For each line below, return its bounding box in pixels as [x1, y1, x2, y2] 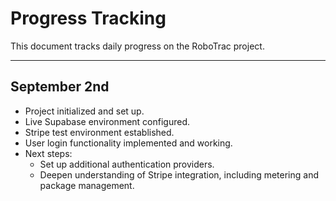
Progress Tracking [10, 7, 167, 30]
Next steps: [24, 147, 73, 159]
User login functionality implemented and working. [24, 137, 233, 149]
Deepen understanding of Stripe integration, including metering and [39, 168, 320, 181]
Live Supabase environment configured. [24, 115, 191, 127]
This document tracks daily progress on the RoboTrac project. [10, 40, 265, 52]
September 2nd [10, 78, 110, 96]
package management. [39, 179, 135, 191]
